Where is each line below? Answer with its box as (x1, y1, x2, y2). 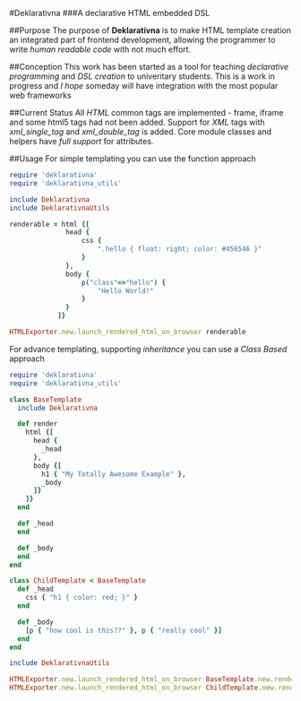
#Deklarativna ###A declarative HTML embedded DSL (9, 8, 211, 18)
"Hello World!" (97, 286, 154, 295)
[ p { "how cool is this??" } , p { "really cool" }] (25, 626, 222, 635)
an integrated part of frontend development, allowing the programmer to (9, 35, 276, 45)
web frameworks (9, 90, 72, 100)
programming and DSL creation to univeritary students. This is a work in (9, 71, 275, 82)
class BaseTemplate (9, 394, 82, 404)
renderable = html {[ (9, 220, 90, 229)
